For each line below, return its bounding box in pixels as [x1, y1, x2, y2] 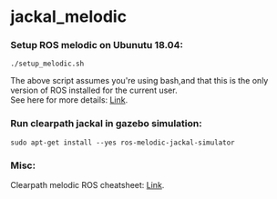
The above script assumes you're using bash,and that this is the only [10, 75, 269, 86]
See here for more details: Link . [10, 95, 128, 105]
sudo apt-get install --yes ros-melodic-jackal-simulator [10, 138, 235, 147]
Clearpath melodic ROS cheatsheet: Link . [10, 180, 165, 191]
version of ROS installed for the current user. [10, 85, 178, 96]
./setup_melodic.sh [10, 59, 85, 69]
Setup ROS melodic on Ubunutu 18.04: [10, 39, 184, 52]
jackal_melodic [10, 6, 127, 27]
